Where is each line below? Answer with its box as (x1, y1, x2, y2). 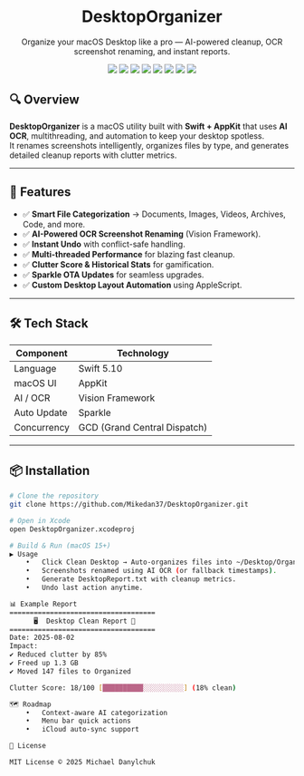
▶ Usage (9, 549, 39, 558)
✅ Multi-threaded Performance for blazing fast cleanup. (22, 248, 235, 259)
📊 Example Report (9, 599, 78, 608)
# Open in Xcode (9, 516, 71, 525)
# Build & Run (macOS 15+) (9, 541, 111, 550)
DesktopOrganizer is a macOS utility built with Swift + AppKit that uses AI (9, 121, 288, 131)
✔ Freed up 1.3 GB (9, 659, 79, 668)
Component (15, 347, 68, 360)
